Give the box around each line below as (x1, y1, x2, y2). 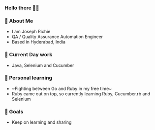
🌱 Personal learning (4, 74, 53, 81)
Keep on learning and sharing (11, 119, 72, 125)
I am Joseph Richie (11, 29, 51, 35)
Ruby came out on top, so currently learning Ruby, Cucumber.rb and (11, 90, 151, 97)
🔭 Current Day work (4, 51, 53, 58)
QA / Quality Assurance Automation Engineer (11, 34, 103, 40)
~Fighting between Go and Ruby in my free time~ (11, 86, 112, 91)
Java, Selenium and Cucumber (11, 62, 74, 68)
